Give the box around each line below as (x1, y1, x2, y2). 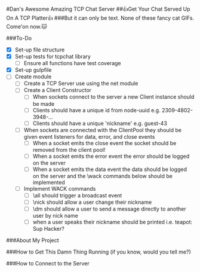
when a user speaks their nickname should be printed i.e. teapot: (32, 218, 193, 226)
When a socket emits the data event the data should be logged (32, 166, 187, 173)
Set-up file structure (14, 46, 65, 53)
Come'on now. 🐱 (6, 23, 47, 30)
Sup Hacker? (32, 225, 64, 233)
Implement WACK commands (23, 185, 96, 192)
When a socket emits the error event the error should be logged (32, 152, 190, 160)
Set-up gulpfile (14, 66, 52, 74)
